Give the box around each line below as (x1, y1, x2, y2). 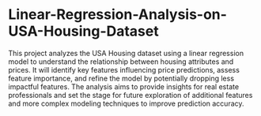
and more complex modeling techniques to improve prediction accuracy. (8, 99, 244, 108)
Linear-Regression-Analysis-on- (8, 6, 228, 24)
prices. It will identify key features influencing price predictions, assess (8, 65, 240, 74)
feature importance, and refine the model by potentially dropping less (8, 73, 235, 83)
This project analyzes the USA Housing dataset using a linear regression (8, 48, 244, 58)
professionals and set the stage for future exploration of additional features (8, 90, 253, 99)
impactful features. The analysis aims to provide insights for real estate (8, 81, 240, 92)
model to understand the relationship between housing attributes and (8, 57, 234, 66)
